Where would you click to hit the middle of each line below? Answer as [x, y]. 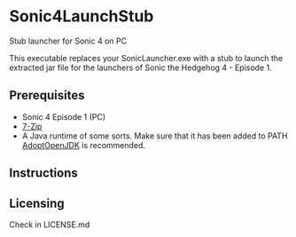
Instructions [43, 174]
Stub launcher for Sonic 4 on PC [68, 41]
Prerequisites [47, 95]
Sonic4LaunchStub [82, 16]
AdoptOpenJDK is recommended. [84, 145]
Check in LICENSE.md [50, 225]
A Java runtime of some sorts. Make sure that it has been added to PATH [155, 136]
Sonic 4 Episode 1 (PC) [64, 116]
